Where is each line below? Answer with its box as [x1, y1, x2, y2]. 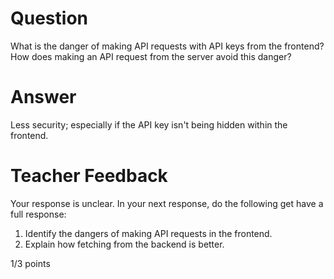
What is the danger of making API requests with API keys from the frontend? [10, 40, 325, 52]
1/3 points [10, 257, 51, 269]
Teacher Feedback [10, 165, 168, 187]
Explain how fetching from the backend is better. [24, 238, 225, 250]
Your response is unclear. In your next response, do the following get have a [10, 197, 324, 209]
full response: [10, 208, 67, 220]
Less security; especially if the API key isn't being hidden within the [10, 118, 288, 131]
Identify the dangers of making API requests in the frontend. [24, 227, 273, 239]
